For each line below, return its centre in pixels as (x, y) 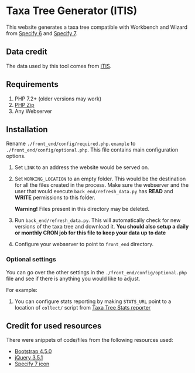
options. (16, 156)
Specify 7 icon (32, 364)
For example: (22, 290)
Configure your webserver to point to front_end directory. (84, 244)
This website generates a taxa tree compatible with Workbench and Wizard (97, 27)
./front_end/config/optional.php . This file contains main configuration (92, 150)
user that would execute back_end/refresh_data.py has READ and (94, 191)
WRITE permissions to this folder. (55, 197)
